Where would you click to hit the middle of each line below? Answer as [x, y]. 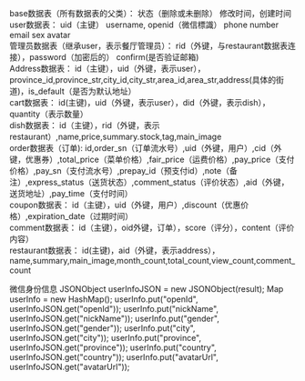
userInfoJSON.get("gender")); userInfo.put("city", [102, 328]
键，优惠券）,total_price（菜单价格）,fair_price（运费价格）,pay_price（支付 [152, 159]
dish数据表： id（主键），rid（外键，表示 [85, 125]
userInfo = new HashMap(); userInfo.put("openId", [104, 299]
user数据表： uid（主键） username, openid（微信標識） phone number [144, 25]
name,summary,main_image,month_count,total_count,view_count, [133, 261]
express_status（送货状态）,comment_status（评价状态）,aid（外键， [158, 182]
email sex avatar [40, 35]
